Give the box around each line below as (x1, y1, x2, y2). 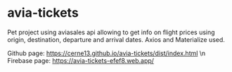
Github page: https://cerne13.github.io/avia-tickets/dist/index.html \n (7, 49, 206, 57)
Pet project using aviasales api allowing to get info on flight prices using (7, 28, 216, 36)
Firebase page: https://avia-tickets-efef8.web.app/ (7, 56, 155, 64)
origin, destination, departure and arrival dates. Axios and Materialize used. (7, 35, 225, 43)
